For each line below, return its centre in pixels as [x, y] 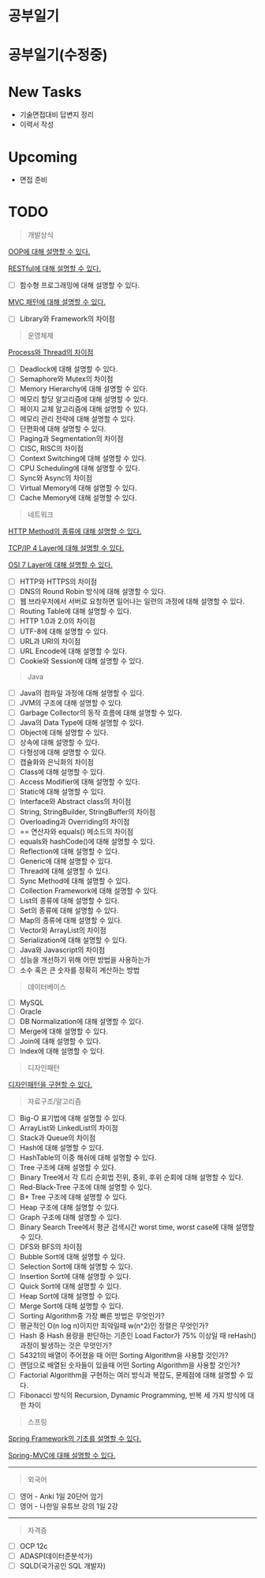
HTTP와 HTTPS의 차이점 [58, 581]
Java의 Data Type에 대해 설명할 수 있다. [82, 722]
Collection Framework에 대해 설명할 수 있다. [89, 891]
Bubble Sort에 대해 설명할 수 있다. [73, 1256]
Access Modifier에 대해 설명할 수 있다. [80, 782]
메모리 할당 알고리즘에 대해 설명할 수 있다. [84, 398]
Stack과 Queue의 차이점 [58, 1138]
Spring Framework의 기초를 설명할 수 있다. [75, 1438]
